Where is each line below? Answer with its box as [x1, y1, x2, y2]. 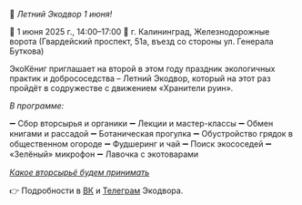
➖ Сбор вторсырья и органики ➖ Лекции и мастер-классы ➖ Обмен [9, 118, 274, 128]
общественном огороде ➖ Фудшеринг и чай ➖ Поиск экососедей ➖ [9, 138, 272, 149]
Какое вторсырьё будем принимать [9, 167, 150, 178]
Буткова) [9, 46, 45, 56]
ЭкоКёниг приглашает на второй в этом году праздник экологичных [9, 64, 276, 74]
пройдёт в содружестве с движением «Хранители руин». [9, 83, 234, 93]
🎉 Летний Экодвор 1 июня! [9, 9, 113, 19]
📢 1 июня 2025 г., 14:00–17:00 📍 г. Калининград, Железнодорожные [9, 26, 270, 36]
